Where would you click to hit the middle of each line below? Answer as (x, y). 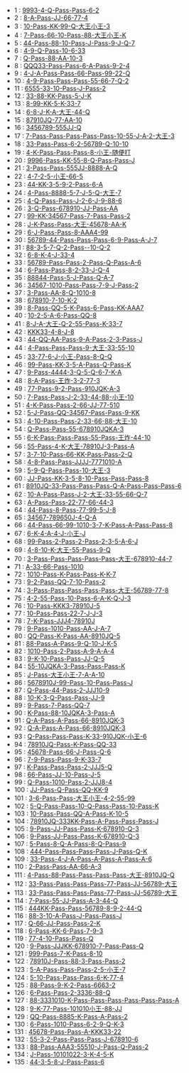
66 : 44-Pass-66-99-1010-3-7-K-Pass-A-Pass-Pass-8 (93, 525)
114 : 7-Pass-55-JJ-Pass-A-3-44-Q (66, 901)
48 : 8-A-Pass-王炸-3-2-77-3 (57, 381)
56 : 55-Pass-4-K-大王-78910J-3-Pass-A (74, 446)
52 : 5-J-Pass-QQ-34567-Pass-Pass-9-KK (77, 413)
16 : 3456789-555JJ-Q (48, 128)
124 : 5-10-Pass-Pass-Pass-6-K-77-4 (69, 977)
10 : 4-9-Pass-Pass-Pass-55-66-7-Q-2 (71, 81)
